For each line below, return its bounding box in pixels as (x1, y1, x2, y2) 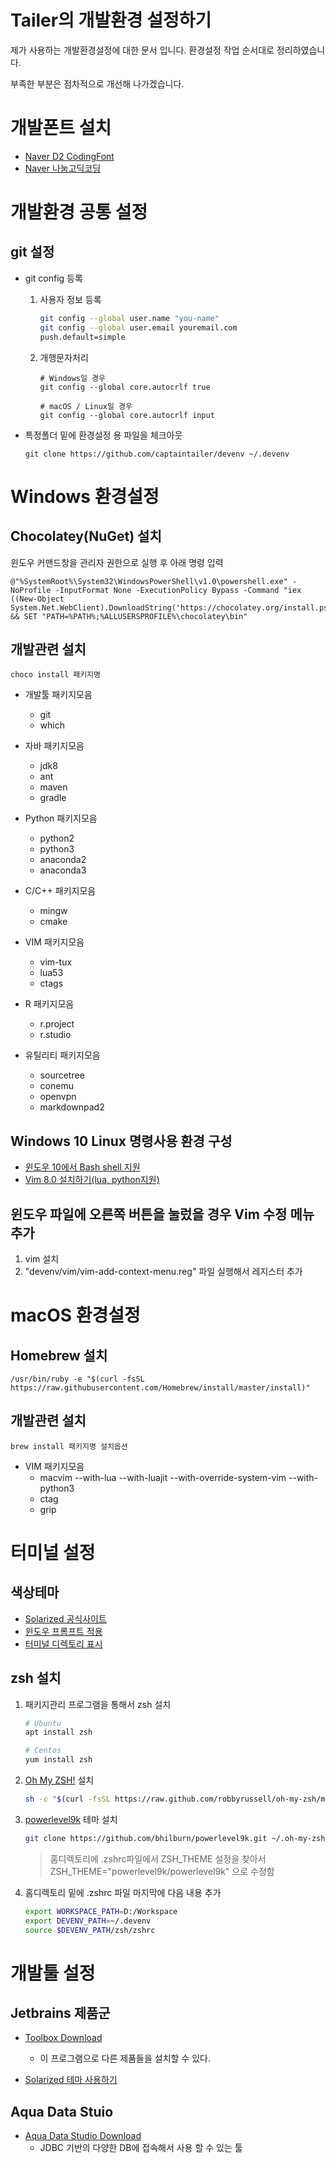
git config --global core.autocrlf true (39, 382, 211, 392)
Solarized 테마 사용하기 (24, 2074, 118, 2086)
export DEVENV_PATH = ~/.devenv (24, 1916, 152, 1926)
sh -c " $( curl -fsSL (24, 1794, 111, 1805)
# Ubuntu (24, 1718, 62, 1728)
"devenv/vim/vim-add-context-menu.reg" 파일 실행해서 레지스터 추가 (24, 1265, 303, 1277)
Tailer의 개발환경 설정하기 (10, 9, 212, 32)
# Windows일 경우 (39, 373, 106, 383)
